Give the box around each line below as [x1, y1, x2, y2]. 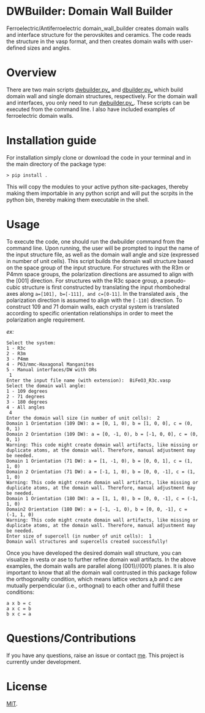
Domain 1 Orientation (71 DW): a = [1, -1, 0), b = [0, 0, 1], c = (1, [6, 458, 193, 464]
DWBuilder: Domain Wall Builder [6, 4, 173, 18]
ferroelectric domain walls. [6, 112, 74, 119]
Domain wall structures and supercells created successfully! [6, 538, 168, 544]
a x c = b [6, 606, 32, 612]
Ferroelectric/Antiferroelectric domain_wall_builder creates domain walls [6, 25, 189, 32]
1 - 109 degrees [6, 388, 48, 394]
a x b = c [6, 600, 32, 606]
